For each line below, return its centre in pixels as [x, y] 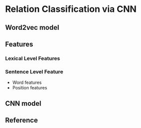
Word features [27, 82]
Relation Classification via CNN [71, 9]
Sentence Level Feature [34, 71]
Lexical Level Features [33, 58]
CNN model [23, 103]
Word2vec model [32, 28]
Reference [22, 120]
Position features [30, 88]
